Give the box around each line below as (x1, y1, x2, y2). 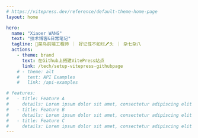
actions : (11, 47, 33, 53)
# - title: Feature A (6, 96, 65, 102)
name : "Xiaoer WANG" (11, 30, 62, 36)
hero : (6, 25, 20, 31)
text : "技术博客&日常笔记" (11, 36, 71, 42)
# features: (6, 90, 36, 96)
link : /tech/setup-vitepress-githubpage (21, 63, 123, 69)
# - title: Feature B (6, 107, 65, 113)
